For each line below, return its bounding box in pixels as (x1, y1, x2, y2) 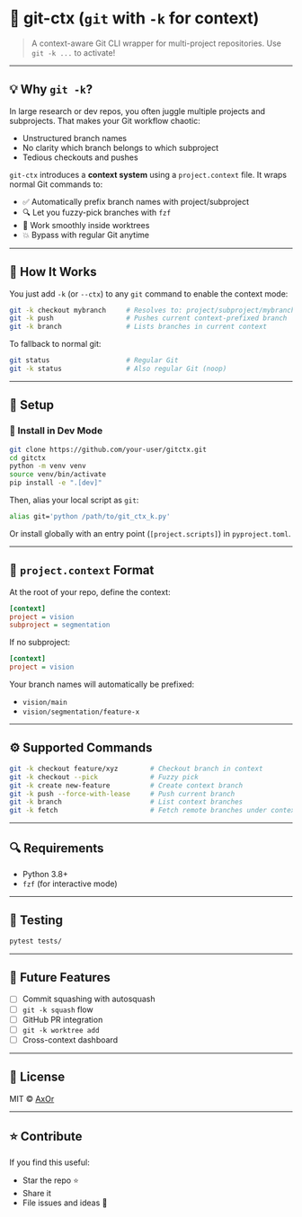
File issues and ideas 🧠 (22, 1197, 108, 1208)
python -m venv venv (9, 462, 87, 471)
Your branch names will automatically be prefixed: (9, 679, 195, 690)
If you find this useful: (9, 1157, 90, 1168)
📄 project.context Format (9, 563, 155, 578)
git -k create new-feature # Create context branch (9, 781, 244, 790)
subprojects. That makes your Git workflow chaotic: (9, 115, 200, 126)
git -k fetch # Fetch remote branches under (9, 806, 268, 815)
